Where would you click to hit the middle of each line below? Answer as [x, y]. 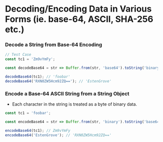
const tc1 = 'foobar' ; [28, 113]
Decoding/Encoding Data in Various [78, 9]
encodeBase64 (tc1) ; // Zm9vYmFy [38, 130]
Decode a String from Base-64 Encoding [54, 45]
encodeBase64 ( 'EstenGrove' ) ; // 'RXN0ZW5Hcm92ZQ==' [58, 135]
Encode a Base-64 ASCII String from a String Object [67, 94]
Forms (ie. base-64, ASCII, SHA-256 [79, 19]
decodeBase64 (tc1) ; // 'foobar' [38, 77]
